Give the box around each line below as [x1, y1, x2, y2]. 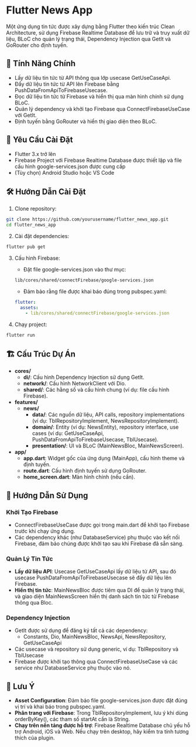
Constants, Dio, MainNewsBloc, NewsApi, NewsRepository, [23, 633, 167, 640]
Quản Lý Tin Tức [6, 555, 53, 563]
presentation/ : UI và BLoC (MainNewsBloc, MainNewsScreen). [32, 442, 184, 449]
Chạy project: [14, 321, 47, 328]
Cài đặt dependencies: [14, 233, 69, 240]
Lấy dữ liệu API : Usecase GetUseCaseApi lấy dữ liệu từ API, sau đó [14, 568, 177, 575]
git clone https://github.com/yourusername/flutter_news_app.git [6, 216, 169, 223]
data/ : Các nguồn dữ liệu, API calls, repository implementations [32, 411, 185, 418]
